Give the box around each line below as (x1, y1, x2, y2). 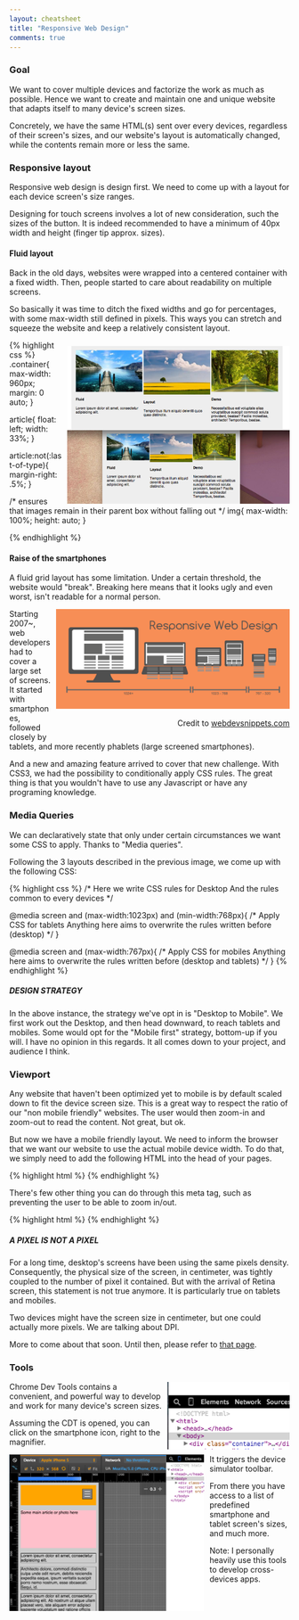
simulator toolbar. (209, 1463, 274, 1475)
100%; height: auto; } (9, 515, 86, 526)
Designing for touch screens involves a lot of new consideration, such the (9, 208, 279, 218)
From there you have (209, 1481, 286, 1492)
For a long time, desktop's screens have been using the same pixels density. (9, 1257, 289, 1268)
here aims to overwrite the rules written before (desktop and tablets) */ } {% (9, 955, 287, 966)
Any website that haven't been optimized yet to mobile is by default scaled (9, 1088, 283, 1098)
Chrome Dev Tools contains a (9, 1382, 117, 1393)
